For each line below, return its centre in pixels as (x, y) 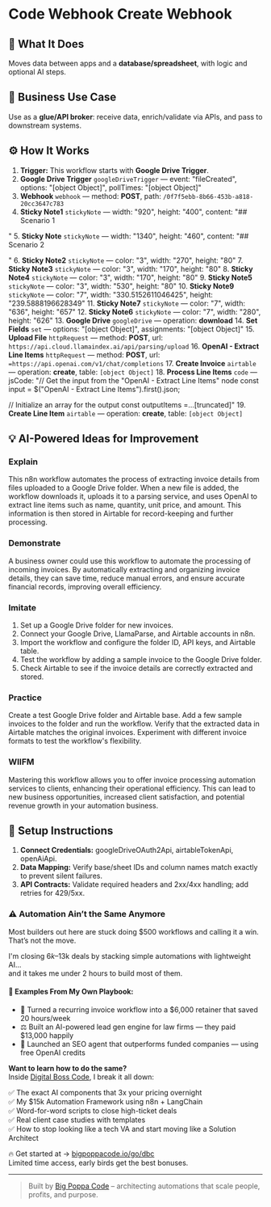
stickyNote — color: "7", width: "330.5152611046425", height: (111, 294)
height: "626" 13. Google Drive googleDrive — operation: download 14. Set (133, 320)
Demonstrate (35, 543)
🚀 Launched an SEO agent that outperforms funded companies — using (139, 1044)
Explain (23, 462)
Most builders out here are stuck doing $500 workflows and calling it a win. (134, 931)
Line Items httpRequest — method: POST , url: (84, 355)
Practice (25, 698)
